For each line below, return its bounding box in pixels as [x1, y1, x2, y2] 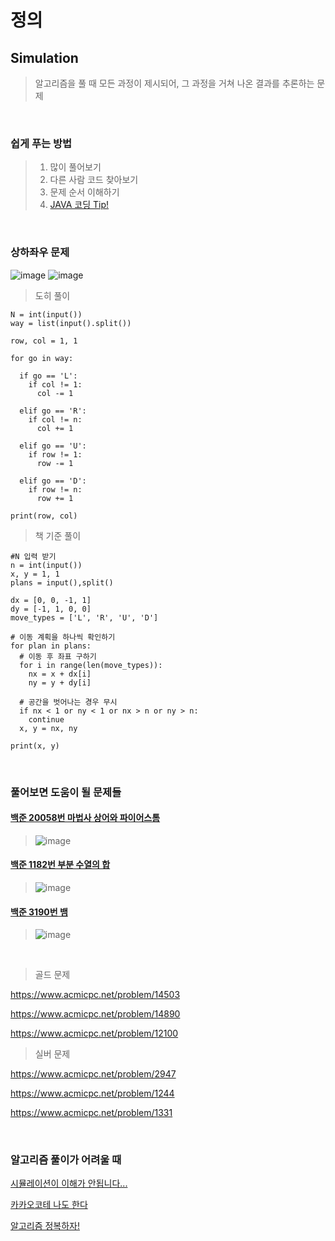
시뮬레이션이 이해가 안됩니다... [10, 1177, 128, 1190]
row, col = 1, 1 [10, 336, 78, 346]
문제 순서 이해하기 [49, 186, 120, 198]
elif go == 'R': [19, 406, 87, 416]
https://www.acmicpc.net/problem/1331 [10, 1107, 173, 1119]
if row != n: [28, 484, 83, 495]
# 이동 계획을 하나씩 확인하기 [10, 632, 116, 642]
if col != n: [28, 414, 83, 425]
